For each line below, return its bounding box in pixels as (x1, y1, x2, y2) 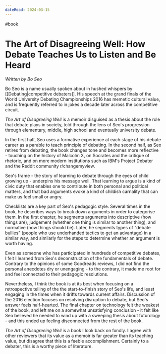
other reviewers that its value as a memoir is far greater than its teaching (5, 333, 153, 339)
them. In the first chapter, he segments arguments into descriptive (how (5, 214, 152, 220)
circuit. (5, 106, 19, 112)
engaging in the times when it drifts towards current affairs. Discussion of (5, 291, 155, 297)
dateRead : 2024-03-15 (5, 7, 50, 12)
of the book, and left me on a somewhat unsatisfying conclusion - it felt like (5, 307, 159, 313)
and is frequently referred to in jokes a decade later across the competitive (5, 101, 158, 107)
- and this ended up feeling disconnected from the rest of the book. (5, 318, 143, 324)
